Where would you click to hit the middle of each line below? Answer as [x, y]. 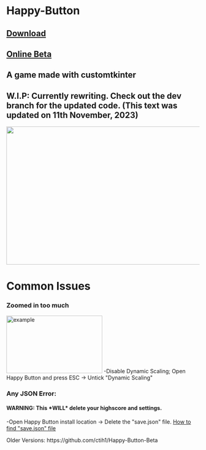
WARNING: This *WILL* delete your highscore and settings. [84, 408]
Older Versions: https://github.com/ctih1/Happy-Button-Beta [82, 440]
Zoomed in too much [38, 306]
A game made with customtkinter [71, 75]
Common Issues [48, 286]
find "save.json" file [31, 428]
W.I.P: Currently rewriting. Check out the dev [94, 96]
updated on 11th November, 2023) [72, 115]
